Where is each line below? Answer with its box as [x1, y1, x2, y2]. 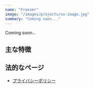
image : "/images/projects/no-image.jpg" [5, 12, 90, 17]
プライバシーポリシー [12, 77, 56, 84]
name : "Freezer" [5, 7, 39, 12]
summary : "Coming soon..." [5, 16, 61, 21]
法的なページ [5, 63, 45, 72]
